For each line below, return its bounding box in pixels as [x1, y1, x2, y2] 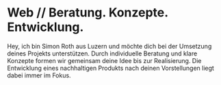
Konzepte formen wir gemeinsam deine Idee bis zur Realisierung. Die [7, 56, 202, 64]
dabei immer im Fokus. [7, 71, 71, 80]
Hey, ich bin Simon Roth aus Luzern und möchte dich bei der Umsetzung [7, 42, 212, 50]
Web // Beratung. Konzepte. [7, 5, 168, 21]
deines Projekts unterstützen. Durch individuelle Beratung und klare [7, 49, 198, 58]
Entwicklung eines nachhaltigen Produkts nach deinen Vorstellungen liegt [7, 64, 214, 72]
